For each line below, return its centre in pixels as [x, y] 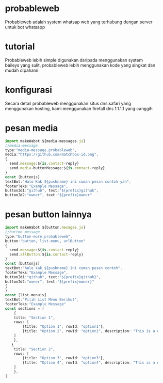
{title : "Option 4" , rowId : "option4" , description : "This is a [89, 363]
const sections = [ [25, 308]
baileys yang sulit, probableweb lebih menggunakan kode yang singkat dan [80, 65]
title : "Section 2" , [34, 349]
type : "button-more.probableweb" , [39, 236]
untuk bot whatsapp [25, 27]
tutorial [20, 47]
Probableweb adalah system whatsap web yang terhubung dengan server [79, 22]
